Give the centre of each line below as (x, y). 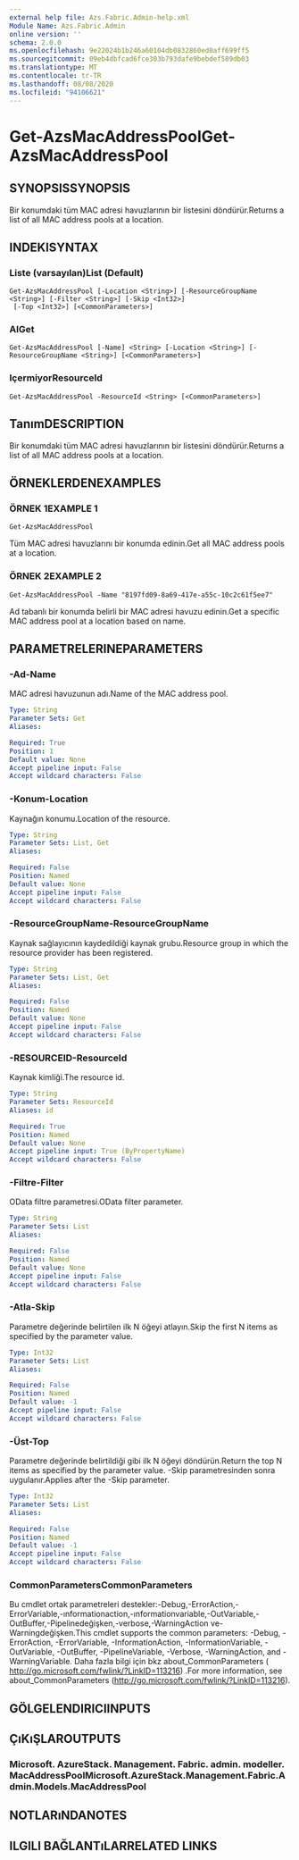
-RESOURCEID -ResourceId (68, 1058)
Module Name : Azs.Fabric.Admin (67, 26)
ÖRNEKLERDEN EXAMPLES (85, 483)
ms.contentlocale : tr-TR (55, 76)
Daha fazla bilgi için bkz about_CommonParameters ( (172, 1662)
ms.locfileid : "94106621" (57, 92)
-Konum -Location (49, 799)
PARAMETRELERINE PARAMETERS (106, 649)
